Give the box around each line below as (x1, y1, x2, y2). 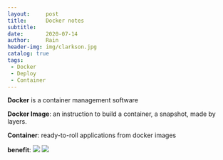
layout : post (7, 10, 59, 18)
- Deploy (10, 70, 37, 77)
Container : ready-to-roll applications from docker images (7, 131, 177, 139)
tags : (7, 57, 24, 64)
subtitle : (7, 23, 37, 31)
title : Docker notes (7, 17, 84, 24)
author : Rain (7, 37, 59, 44)
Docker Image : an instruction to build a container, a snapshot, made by (7, 110, 216, 118)
